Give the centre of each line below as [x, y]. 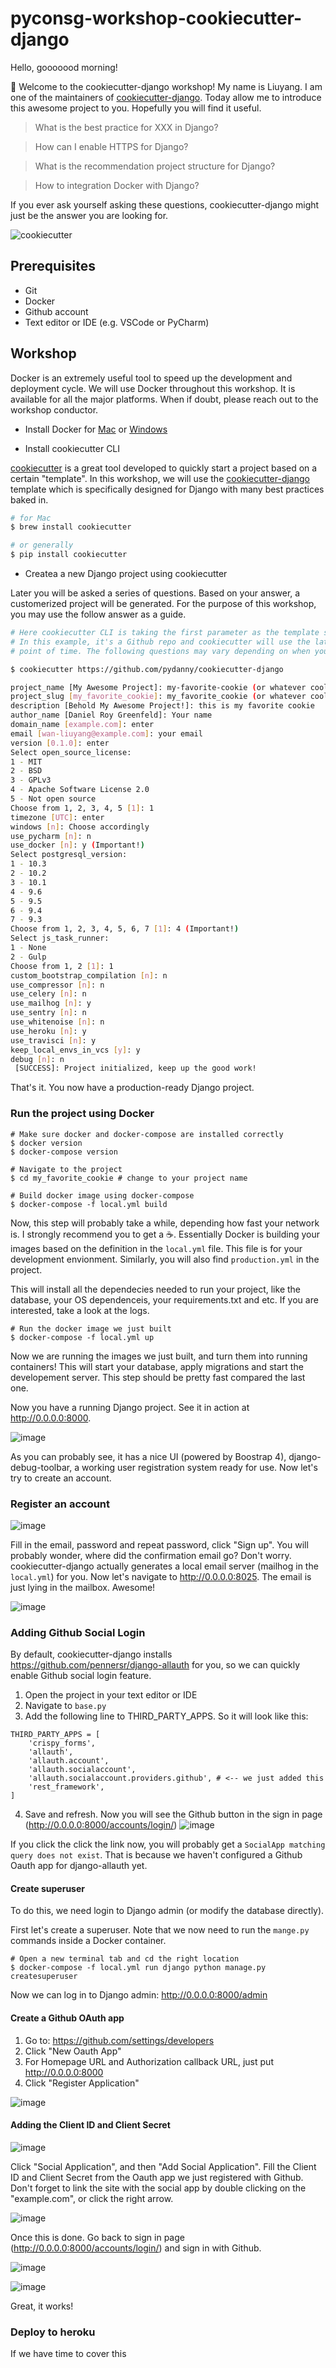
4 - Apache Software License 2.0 [80, 790]
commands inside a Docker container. [88, 1941]
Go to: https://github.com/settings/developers [119, 2040]
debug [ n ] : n [37, 1059]
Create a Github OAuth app [67, 2018]
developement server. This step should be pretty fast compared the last [158, 1377]
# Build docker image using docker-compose [102, 1195]
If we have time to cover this [68, 2354]
